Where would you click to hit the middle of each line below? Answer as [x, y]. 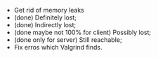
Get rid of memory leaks [49, 10]
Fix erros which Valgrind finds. [58, 47]
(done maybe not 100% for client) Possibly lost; [83, 32]
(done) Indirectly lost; [45, 25]
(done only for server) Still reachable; [68, 40]
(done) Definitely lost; [45, 17]
